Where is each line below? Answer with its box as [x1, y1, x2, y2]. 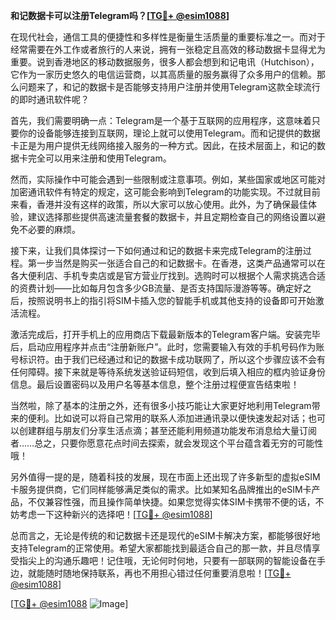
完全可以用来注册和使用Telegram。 [27, 152, 172, 164]
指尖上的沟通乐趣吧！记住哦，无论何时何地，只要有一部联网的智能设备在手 [18, 555, 326, 566]
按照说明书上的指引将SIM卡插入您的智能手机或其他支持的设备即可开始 [27, 295, 316, 306]
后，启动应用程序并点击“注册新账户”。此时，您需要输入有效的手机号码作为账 [10, 341, 325, 353]
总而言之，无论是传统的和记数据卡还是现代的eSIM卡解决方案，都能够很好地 [10, 530, 321, 541]
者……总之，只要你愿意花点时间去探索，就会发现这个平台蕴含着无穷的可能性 [10, 437, 324, 449]
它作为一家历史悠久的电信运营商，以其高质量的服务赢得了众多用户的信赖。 [10, 69, 317, 80]
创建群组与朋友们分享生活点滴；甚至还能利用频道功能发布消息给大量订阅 [18, 425, 317, 436]
